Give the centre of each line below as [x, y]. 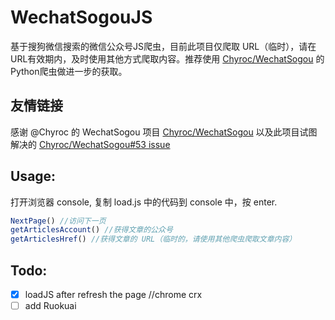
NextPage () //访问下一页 [58, 221]
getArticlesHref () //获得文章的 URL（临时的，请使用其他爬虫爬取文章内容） [153, 239]
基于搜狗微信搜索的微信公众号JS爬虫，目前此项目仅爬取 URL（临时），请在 [163, 46]
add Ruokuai [50, 306]
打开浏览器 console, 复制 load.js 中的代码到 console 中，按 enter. [144, 202]
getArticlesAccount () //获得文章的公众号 [91, 230]
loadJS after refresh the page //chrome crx [113, 294]
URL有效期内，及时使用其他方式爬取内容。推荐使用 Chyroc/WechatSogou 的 [167, 58]
